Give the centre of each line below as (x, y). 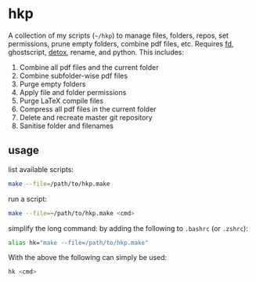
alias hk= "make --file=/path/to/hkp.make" (78, 243)
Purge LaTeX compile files (61, 101)
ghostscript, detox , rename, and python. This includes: (96, 52)
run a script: (27, 199)
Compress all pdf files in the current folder (88, 109)
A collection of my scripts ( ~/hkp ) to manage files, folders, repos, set (119, 35)
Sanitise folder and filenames (66, 126)
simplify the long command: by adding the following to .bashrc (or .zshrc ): (128, 228)
